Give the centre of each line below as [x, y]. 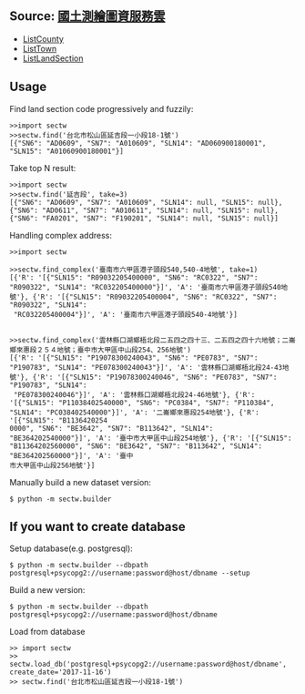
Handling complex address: [61, 235]
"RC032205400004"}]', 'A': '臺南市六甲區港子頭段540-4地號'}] [126, 314]
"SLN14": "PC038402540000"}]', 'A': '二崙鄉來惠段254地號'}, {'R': [134, 413]
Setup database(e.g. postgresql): [71, 548]
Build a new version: [47, 590]
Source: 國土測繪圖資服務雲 [87, 16]
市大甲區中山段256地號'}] [52, 465]
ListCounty [43, 38]
